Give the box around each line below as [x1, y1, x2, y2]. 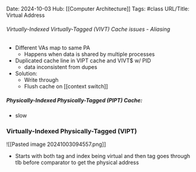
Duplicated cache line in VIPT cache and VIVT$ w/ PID [15, 57, 151, 64]
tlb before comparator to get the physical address [15, 159, 139, 166]
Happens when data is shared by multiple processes [24, 51, 155, 58]
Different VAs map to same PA [15, 44, 91, 51]
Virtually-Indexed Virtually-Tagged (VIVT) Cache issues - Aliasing [6, 25, 171, 33]
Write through [24, 76, 59, 84]
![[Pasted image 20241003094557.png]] [6, 141, 106, 148]
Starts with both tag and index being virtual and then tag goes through [15, 153, 191, 160]
